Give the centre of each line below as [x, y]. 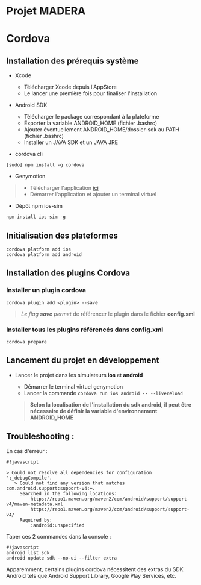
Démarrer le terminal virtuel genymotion [73, 386]
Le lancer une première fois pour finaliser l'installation [91, 93]
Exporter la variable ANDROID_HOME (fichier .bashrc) [91, 123]
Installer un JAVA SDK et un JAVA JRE [71, 142]
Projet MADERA [46, 11]
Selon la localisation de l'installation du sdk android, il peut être [110, 404]
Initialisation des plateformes [62, 235]
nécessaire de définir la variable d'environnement [94, 411]
